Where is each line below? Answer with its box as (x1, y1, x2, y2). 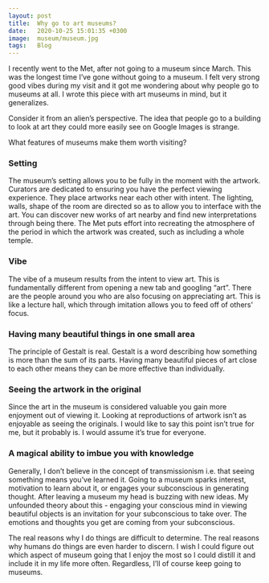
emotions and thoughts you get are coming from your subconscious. (8, 517, 235, 527)
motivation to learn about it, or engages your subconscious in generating (8, 483, 249, 493)
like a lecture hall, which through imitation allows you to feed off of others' (8, 299, 254, 310)
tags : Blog (8, 42, 52, 50)
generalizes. (8, 98, 50, 108)
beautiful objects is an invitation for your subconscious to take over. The (8, 508, 247, 519)
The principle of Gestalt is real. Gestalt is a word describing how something (8, 347, 258, 356)
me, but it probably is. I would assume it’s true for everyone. (8, 428, 206, 437)
